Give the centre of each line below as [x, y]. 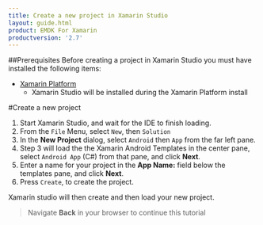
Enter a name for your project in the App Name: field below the [122, 165]
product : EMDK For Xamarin [53, 30]
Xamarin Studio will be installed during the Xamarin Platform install [139, 93]
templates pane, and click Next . [72, 174]
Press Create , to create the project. [77, 182]
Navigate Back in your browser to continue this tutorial [116, 213]
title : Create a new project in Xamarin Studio [88, 15]
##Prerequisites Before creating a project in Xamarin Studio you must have [130, 60]
